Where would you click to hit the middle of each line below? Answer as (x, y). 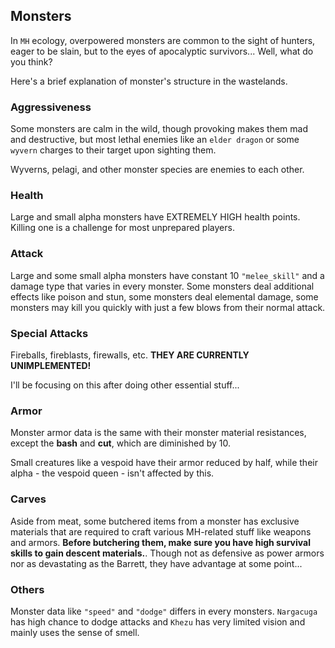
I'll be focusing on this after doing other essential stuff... (125, 385)
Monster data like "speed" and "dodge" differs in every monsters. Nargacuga (164, 611)
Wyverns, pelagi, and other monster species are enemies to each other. (157, 170)
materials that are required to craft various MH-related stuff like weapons (161, 531)
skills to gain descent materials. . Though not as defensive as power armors (167, 553)
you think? (31, 61)
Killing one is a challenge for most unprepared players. (122, 228)
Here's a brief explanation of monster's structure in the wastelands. (149, 81)
